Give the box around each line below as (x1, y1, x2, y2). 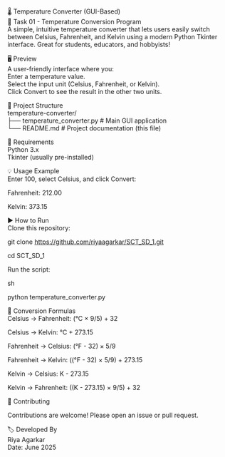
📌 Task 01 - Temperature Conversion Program (7, 18, 142, 26)
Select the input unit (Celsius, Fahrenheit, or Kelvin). (7, 80, 160, 88)
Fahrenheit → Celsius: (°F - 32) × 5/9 (7, 342, 116, 350)
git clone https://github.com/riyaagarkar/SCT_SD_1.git (7, 237, 164, 246)
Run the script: (7, 265, 51, 274)
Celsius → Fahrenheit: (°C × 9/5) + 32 (7, 314, 118, 322)
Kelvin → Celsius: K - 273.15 (7, 369, 89, 378)
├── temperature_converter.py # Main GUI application (7, 116, 167, 125)
